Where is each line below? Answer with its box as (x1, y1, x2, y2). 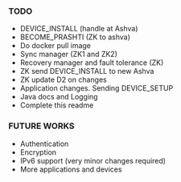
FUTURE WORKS (8, 120, 75, 131)
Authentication (19, 139, 69, 148)
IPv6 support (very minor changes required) (19, 156, 167, 165)
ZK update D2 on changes (19, 75, 107, 85)
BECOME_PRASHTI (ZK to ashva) (19, 32, 131, 42)
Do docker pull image (19, 41, 91, 51)
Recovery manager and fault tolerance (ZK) (19, 58, 164, 67)
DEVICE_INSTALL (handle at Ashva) (19, 24, 138, 34)
